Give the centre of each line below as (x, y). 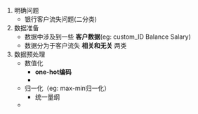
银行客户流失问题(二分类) (60, 19)
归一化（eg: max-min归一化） (67, 88)
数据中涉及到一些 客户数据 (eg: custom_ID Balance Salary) (107, 37)
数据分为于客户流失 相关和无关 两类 (75, 45)
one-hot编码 (53, 72)
